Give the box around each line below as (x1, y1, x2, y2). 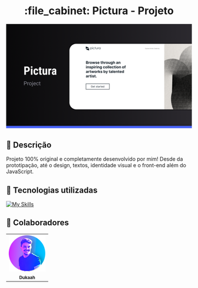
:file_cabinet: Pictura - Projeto (24, 4, 174, 18)
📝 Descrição (6, 140, 52, 150)
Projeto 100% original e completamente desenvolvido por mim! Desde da (6, 155, 183, 163)
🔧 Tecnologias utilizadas (6, 185, 98, 195)
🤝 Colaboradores (6, 218, 70, 228)
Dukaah (19, 274, 35, 280)
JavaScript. (6, 168, 34, 175)
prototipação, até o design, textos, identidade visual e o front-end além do (6, 162, 187, 169)
